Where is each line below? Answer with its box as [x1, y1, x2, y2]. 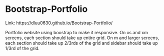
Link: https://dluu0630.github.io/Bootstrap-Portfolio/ [5, 20, 113, 26]
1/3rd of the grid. [5, 45, 40, 51]
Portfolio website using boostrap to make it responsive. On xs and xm [5, 29, 148, 35]
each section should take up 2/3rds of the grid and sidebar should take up [5, 40, 158, 46]
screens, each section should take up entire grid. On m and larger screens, [5, 35, 159, 41]
